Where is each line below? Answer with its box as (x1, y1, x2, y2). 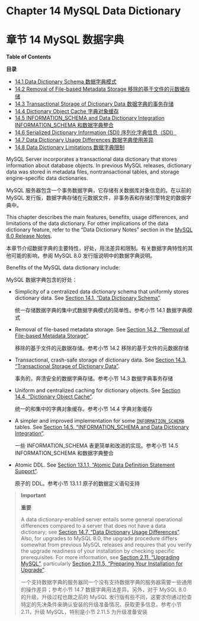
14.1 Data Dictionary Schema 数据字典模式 (14, 78, 117, 85)
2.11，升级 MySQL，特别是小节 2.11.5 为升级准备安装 (20, 609, 148, 616)
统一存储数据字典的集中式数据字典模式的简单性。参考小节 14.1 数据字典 (14, 307, 188, 314)
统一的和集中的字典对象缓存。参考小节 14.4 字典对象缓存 (14, 405, 153, 413)
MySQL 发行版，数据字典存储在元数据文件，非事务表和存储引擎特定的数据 (6, 194, 187, 201)
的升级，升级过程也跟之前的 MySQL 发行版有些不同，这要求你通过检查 (20, 594, 192, 601)
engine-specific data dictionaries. (6, 175, 89, 182)
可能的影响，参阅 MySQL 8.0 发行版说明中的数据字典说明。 (11, 252, 156, 259)
